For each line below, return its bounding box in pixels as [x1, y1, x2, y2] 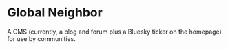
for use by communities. [7, 34, 76, 42]
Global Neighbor [7, 5, 103, 21]
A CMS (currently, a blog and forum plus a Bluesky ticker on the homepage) [7, 27, 222, 36]
